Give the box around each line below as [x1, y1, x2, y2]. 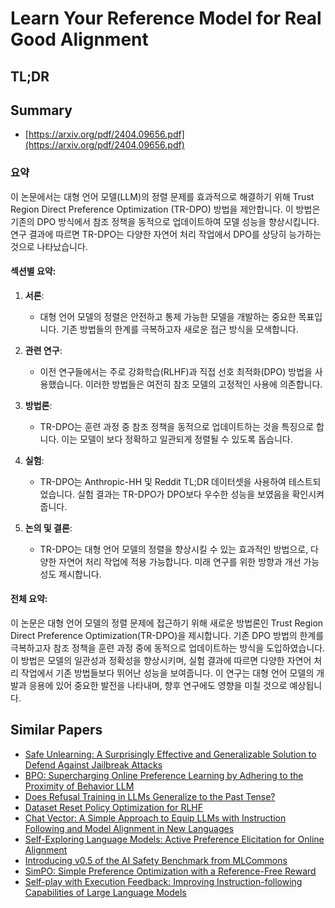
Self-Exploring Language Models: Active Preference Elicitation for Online [24, 833, 325, 845]
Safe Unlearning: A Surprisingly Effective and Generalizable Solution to [24, 748, 317, 760]
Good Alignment [10, 28, 149, 51]
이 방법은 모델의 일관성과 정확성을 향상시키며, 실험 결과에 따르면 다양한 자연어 [10, 655, 312, 667]
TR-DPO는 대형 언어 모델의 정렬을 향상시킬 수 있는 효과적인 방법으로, [39, 543, 309, 555]
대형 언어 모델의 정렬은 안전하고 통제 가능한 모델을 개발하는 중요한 [39, 310, 297, 322]
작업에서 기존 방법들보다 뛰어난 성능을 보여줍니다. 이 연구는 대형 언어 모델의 [20, 667, 315, 679]
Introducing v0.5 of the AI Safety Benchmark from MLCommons [24, 854, 288, 866]
